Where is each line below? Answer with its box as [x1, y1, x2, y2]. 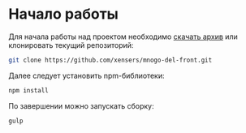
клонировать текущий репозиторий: [8, 40, 134, 49]
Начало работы [8, 5, 119, 24]
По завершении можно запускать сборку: [8, 101, 154, 110]
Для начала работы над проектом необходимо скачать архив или [8, 32, 238, 41]
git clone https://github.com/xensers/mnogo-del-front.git [8, 56, 213, 64]
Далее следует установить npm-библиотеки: [8, 71, 165, 80]
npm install [8, 86, 49, 94]
